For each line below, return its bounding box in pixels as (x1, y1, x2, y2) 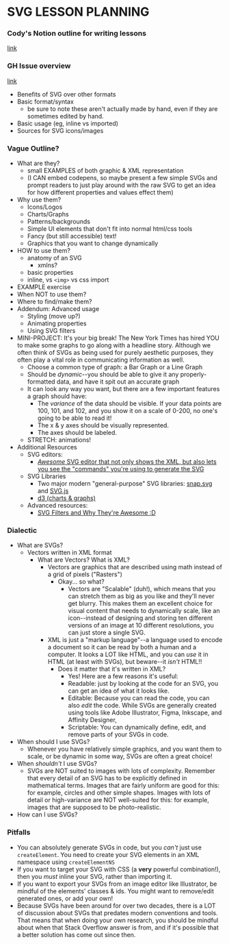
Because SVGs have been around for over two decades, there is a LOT (16, 902, 217, 910)
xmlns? (37, 261, 58, 269)
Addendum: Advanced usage (16, 305, 100, 313)
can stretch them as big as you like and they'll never (68, 592, 215, 600)
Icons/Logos (27, 203, 63, 211)
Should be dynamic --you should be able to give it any (27, 371, 179, 379)
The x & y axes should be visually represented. (37, 421, 170, 430)
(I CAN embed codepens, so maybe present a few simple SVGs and (27, 174, 217, 182)
